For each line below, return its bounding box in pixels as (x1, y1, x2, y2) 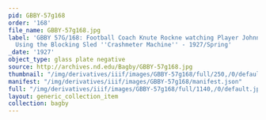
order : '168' (8, 19, 51, 27)
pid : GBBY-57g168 (8, 11, 66, 20)
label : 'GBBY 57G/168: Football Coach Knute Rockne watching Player (8, 33, 239, 42)
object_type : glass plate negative (8, 56, 126, 64)
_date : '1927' (8, 48, 55, 56)
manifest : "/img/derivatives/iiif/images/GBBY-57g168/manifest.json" (8, 77, 243, 85)
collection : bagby (8, 99, 69, 107)
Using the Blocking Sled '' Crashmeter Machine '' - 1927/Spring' (15, 41, 232, 49)
